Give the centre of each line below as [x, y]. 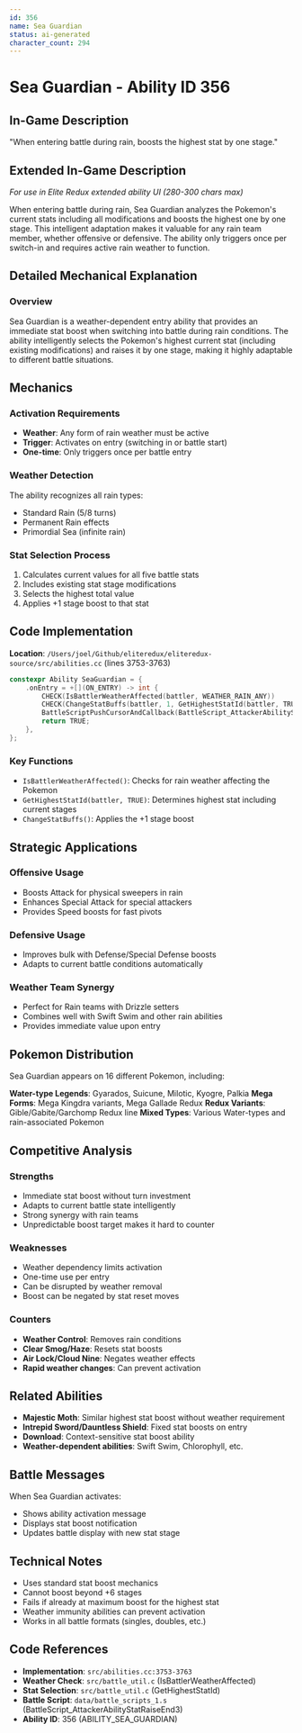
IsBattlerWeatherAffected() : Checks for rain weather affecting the [146, 781]
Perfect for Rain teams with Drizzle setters [101, 1007]
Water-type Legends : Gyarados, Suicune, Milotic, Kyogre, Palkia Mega [141, 1094]
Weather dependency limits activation [92, 1268]
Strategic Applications [73, 847]
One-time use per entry [66, 1277]
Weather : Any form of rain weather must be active [115, 433]
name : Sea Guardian [46, 26]
